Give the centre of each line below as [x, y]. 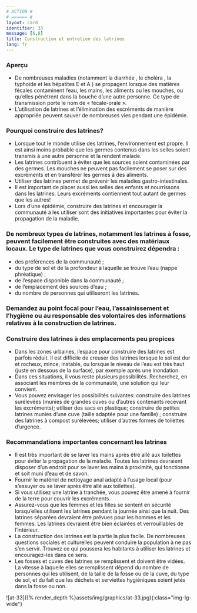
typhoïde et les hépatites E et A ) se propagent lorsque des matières [97, 84]
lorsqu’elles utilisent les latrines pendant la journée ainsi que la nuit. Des [102, 511]
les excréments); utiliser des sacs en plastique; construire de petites [97, 408]
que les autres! [33, 200]
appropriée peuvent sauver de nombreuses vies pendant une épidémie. [101, 116]
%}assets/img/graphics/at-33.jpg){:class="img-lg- [130, 598]
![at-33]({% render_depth [37, 598]
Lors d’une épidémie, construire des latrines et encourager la [89, 206]
